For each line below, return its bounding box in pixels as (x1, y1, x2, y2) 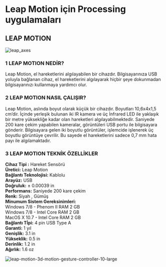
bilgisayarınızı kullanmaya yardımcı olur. (5, 81, 87, 88)
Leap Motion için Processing (5, 3, 126, 15)
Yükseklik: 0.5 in (5, 235, 41, 241)
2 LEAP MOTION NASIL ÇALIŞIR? (5, 94, 86, 101)
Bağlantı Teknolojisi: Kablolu (5, 171, 65, 178)
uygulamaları (5, 14, 61, 25)
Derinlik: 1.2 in (5, 241, 35, 247)
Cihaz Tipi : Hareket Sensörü (5, 161, 65, 167)
